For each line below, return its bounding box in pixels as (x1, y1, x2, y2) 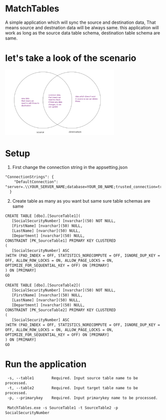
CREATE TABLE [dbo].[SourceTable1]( (5, 213, 81, 218)
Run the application (5, 359, 87, 370)
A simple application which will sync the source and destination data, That (5, 19, 156, 25)
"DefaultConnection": (14, 179, 58, 184)
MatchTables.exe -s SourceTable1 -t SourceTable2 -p (7, 405, 119, 410)
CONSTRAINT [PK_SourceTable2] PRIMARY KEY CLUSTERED (5, 308, 116, 313)
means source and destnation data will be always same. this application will (5, 24, 159, 30)
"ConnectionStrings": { (5, 174, 54, 179)
